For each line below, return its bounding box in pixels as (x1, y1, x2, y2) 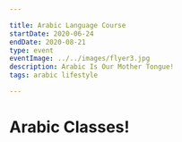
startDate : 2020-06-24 (9, 29, 94, 38)
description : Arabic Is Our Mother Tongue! (9, 63, 175, 71)
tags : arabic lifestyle (9, 71, 99, 80)
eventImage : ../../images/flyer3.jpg (9, 54, 151, 63)
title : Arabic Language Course (9, 21, 126, 29)
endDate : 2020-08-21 (9, 38, 87, 46)
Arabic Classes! (9, 117, 130, 138)
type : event (9, 46, 54, 54)
